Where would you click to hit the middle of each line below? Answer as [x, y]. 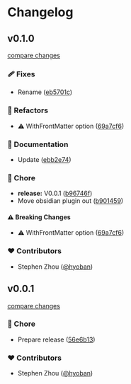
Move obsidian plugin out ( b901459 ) [70, 201]
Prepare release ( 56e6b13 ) [56, 339]
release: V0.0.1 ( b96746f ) [55, 193]
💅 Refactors [28, 110]
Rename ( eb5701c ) [45, 92]
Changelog [40, 12]
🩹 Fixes [21, 74]
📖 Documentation [38, 144]
